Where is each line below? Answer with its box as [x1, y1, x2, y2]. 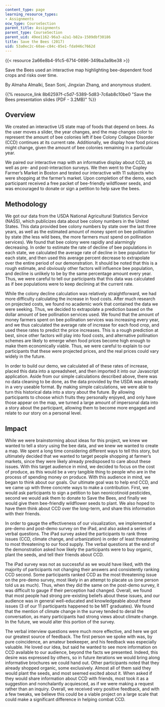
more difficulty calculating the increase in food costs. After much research [5, 296, 156, 302]
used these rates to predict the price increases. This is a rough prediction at [5, 327, 159, 333]
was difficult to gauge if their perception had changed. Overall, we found [5, 587, 152, 594]
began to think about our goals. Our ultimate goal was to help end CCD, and [5, 479, 158, 485]
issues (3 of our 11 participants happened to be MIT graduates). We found [5, 603, 154, 609]
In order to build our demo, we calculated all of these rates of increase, [5, 363, 149, 369]
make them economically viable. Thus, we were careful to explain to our [5, 343, 151, 349]
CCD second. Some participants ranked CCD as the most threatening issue [5, 572, 157, 578]
